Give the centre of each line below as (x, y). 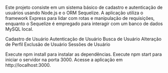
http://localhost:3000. (28, 65)
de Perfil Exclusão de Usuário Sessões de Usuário (58, 44)
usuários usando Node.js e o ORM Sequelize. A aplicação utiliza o (74, 13)
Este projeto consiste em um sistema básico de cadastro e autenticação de (84, 7)
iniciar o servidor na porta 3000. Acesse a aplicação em (64, 60)
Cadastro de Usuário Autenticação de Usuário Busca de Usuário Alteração (83, 39)
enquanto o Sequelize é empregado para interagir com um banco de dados (84, 23)
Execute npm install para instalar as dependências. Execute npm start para (83, 54)
